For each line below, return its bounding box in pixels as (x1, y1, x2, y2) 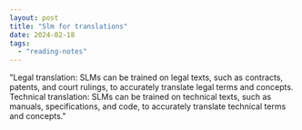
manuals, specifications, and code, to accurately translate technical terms (9, 101, 287, 112)
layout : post (9, 13, 59, 23)
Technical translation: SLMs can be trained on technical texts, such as (9, 92, 272, 103)
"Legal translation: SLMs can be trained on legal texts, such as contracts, (9, 72, 284, 83)
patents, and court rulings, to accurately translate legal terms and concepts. (9, 82, 294, 93)
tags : (9, 38, 30, 48)
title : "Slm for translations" (9, 22, 128, 31)
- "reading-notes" (17, 47, 88, 56)
